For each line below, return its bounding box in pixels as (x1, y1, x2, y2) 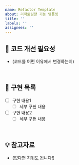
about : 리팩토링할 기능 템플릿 (5, 12, 59, 17)
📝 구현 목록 (5, 83, 37, 92)
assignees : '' (5, 25, 34, 30)
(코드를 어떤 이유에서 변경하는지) (12, 58, 75, 64)
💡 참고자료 (5, 141, 35, 149)
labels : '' (5, 21, 27, 26)
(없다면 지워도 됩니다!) (12, 155, 55, 161)
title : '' (5, 16, 25, 21)
